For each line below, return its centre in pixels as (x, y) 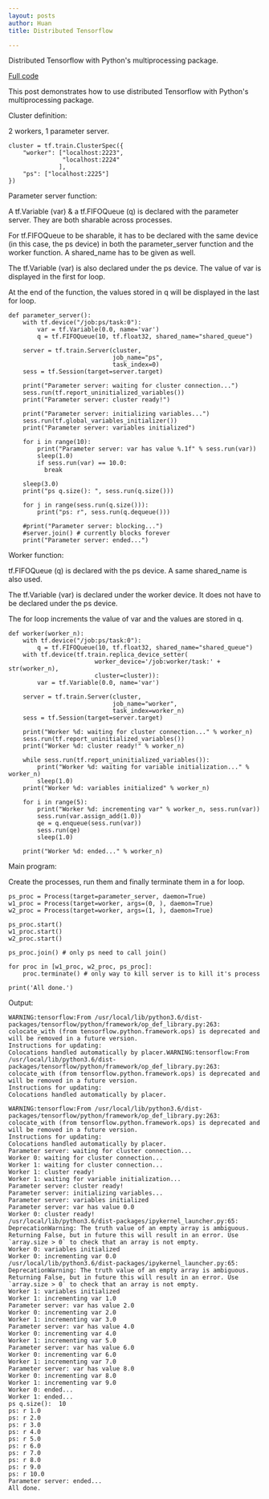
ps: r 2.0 (25, 1418)
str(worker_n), (34, 669)
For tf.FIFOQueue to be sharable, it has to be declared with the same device (133, 236)
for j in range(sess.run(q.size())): (86, 505)
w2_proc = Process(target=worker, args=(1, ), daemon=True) (111, 911)
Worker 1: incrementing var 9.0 (62, 1383)
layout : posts (32, 16)
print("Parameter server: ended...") (86, 540)
